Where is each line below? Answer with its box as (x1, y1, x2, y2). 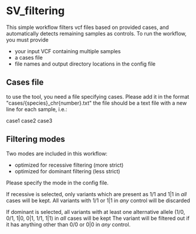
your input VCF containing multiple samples (14, 47, 121, 54)
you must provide (6, 36, 49, 43)
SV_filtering (6, 4, 65, 18)
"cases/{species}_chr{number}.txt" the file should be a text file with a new (6, 99, 187, 106)
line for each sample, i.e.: (6, 105, 68, 113)
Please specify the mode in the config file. (6, 179, 109, 186)
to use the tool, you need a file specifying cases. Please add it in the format (6, 93, 190, 100)
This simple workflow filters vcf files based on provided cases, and (6, 24, 169, 31)
